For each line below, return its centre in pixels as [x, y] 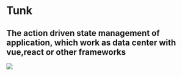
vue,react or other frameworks [66, 52]
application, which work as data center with [91, 42]
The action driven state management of [83, 33]
